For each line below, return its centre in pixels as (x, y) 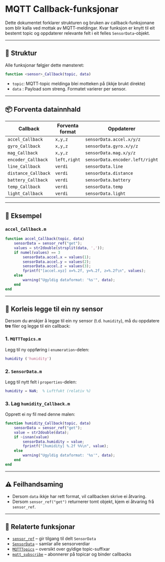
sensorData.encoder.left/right (122, 160)
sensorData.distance (109, 173)
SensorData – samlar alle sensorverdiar (51, 544)
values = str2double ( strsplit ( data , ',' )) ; (59, 248)
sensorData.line (104, 167)
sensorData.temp (104, 187)
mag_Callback (23, 153)
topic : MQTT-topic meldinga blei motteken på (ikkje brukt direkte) (79, 83)
